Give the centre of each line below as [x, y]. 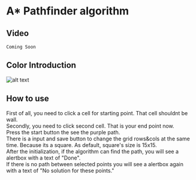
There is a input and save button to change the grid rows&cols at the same [98, 139]
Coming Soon [21, 47]
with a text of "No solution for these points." [60, 170]
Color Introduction [41, 65]
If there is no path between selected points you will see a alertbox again [95, 164]
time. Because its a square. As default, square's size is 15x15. [82, 145]
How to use [28, 99]
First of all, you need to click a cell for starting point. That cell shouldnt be [97, 113]
